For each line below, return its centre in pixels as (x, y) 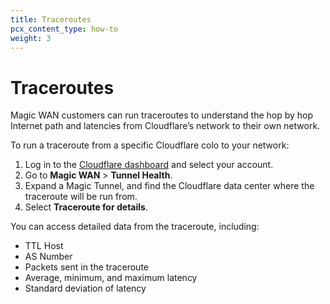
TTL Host (44, 246)
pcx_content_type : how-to (64, 29)
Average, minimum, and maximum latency (111, 278)
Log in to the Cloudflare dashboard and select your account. (149, 165)
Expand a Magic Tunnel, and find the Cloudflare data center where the (169, 186)
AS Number (48, 257)
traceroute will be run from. (81, 197)
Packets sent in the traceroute (86, 267)
